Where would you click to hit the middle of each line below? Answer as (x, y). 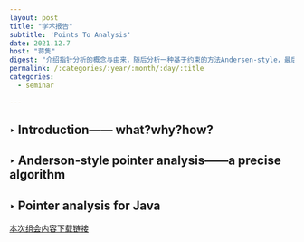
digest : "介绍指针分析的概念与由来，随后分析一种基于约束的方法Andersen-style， (147, 60)
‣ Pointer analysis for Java (85, 205)
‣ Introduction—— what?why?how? (112, 130)
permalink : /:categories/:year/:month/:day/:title (107, 69)
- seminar (36, 85)
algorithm (38, 174)
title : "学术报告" (42, 26)
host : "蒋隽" (33, 52)
